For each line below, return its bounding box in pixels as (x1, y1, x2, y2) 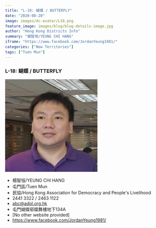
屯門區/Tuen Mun (12, 183, 48, 190)
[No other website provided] (12, 212, 70, 218)
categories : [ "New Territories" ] (5, 44, 74, 49)
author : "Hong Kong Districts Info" (5, 29, 80, 34)
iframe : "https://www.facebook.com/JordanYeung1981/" (5, 39, 118, 44)
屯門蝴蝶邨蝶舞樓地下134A (12, 206, 66, 212)
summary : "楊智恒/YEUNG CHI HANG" (5, 34, 74, 39)
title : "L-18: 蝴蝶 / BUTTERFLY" (5, 8, 72, 13)
